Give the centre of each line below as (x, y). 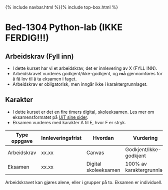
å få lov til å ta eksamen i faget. (44, 79)
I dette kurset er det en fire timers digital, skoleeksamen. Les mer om (83, 112)
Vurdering (145, 138)
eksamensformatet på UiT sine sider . (50, 117)
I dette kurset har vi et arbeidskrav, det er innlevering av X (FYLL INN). (85, 68)
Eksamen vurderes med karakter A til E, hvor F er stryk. (69, 122)
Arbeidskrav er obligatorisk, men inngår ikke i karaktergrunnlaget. (80, 84)
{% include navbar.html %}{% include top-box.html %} (62, 7)
